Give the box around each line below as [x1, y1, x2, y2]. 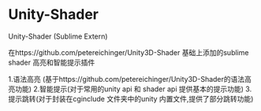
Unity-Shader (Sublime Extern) [8, 31, 108, 41]
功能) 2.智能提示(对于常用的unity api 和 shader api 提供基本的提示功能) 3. [14, 84, 252, 94]
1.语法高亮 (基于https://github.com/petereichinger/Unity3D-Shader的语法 [8, 74, 245, 83]
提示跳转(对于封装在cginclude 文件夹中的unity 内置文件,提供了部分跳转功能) [8, 94, 254, 103]
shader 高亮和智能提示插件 [8, 57, 95, 67]
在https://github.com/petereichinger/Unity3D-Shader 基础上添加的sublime [8, 47, 249, 57]
